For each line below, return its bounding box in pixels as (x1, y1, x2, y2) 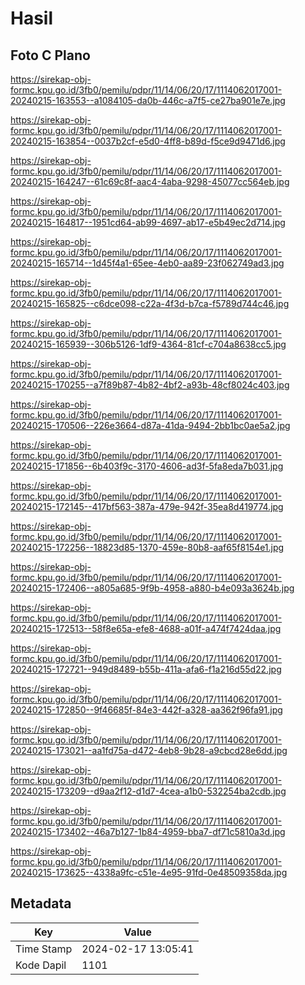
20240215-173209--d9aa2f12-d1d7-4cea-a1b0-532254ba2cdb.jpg (10, 785, 287, 797)
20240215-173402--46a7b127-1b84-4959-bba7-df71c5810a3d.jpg (10, 826, 286, 837)
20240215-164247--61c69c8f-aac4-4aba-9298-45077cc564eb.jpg (10, 176, 290, 187)
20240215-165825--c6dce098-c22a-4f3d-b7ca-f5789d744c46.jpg (10, 298, 290, 309)
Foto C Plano (10, 47, 91, 64)
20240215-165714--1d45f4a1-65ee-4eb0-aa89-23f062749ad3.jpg (10, 257, 285, 269)
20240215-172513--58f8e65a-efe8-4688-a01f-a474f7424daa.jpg (10, 623, 282, 634)
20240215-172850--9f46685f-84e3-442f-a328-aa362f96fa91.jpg (10, 704, 283, 716)
